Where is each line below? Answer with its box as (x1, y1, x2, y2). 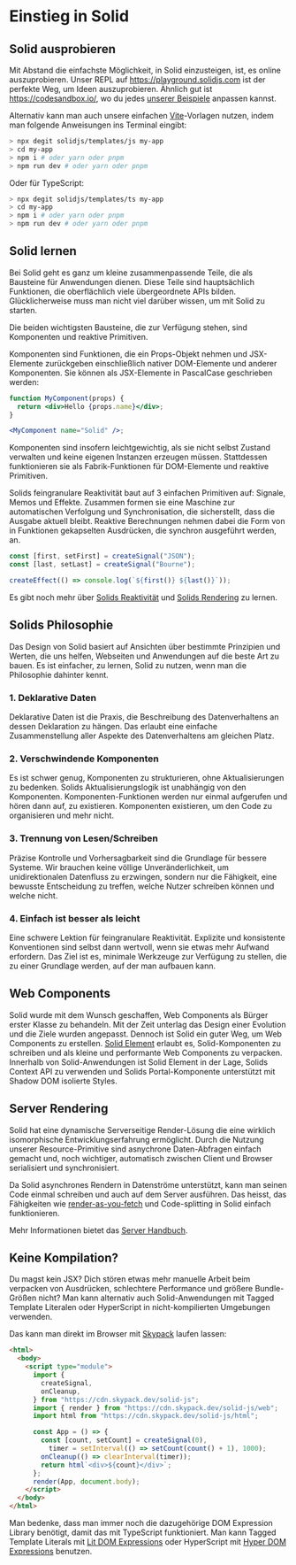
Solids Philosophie (9, 618, 114, 633)
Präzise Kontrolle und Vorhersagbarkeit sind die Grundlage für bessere (9, 852, 267, 863)
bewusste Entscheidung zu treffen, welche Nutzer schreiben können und (9, 881, 275, 891)
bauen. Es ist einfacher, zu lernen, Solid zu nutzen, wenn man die (9, 659, 247, 670)
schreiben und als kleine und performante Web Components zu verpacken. (9, 1047, 283, 1058)
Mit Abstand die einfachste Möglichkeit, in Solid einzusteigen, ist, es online (9, 65, 281, 75)
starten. (9, 305, 38, 315)
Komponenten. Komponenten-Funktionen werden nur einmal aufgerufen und (9, 791, 288, 802)
